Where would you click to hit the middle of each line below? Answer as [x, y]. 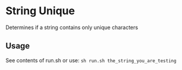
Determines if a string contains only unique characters [72, 27]
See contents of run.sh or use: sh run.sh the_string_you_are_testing [91, 60]
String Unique [40, 11]
